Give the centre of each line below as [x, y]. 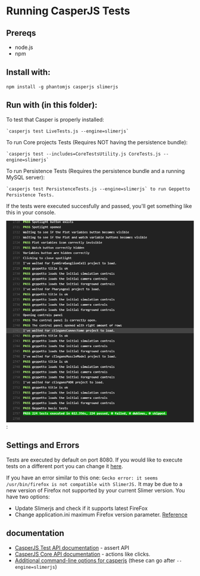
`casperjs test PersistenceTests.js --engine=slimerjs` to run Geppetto [98, 189]
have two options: [28, 497]
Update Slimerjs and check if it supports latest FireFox [81, 508]
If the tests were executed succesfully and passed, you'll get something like [99, 206]
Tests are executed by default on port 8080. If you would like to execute [94, 460]
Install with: [28, 72]
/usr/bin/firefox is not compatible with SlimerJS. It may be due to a [94, 484]
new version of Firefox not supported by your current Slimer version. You [96, 490]
